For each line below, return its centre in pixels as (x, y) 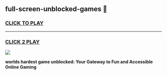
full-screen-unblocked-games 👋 (56, 9)
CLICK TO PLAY (24, 23)
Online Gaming (21, 67)
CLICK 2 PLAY (22, 41)
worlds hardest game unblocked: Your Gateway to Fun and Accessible (79, 62)
